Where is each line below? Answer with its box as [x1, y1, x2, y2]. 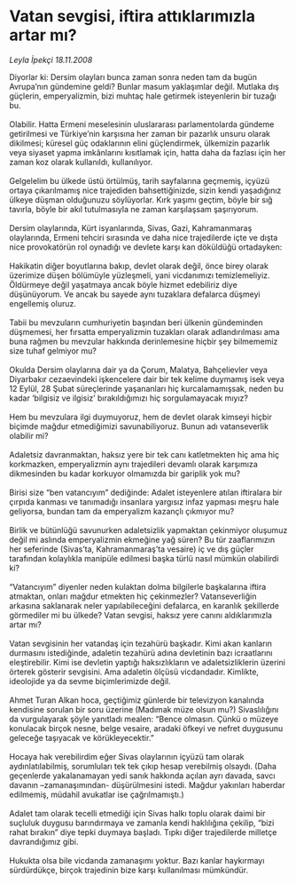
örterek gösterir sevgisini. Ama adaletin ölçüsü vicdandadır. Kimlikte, [9, 666, 260, 677]
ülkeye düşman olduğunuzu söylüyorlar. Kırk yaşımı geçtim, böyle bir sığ [9, 194, 273, 205]
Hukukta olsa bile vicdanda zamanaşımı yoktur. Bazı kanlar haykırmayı [9, 855, 265, 865]
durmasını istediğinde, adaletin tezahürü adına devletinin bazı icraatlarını [9, 647, 273, 658]
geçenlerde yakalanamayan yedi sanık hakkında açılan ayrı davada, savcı [9, 770, 276, 781]
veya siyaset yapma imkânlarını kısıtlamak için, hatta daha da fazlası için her [9, 147, 286, 157]
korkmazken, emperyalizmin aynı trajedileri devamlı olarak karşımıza [9, 458, 259, 469]
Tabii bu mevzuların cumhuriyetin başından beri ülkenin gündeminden [9, 317, 263, 328]
